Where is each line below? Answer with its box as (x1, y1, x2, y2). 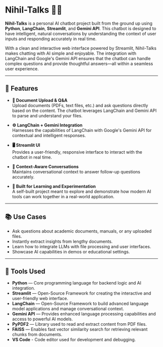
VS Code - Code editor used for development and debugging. (12, 337, 136, 343)
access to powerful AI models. (12, 316, 73, 322)
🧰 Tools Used (5, 267, 46, 275)
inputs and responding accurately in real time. (5, 36, 97, 42)
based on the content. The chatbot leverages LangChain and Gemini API (12, 108, 157, 113)
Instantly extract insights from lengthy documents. (12, 238, 113, 244)
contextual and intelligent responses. (12, 132, 86, 138)
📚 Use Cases (5, 213, 47, 221)
